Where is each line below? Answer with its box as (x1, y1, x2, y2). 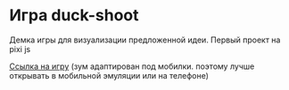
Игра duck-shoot (9, 5, 140, 26)
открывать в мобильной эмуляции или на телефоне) (9, 70, 210, 80)
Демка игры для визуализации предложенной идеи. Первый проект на (9, 34, 281, 45)
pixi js (9, 43, 31, 54)
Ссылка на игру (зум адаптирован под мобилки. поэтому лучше (9, 61, 255, 71)
